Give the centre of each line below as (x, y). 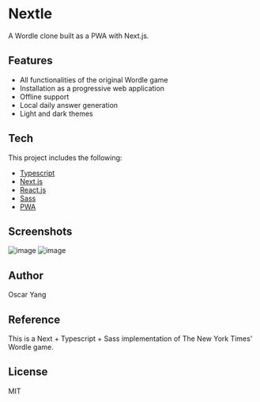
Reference (34, 319)
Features (30, 61)
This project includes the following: (65, 157)
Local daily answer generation (69, 105)
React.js (33, 190)
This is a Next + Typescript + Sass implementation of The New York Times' (130, 339)
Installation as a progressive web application (92, 88)
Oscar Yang (27, 295)
